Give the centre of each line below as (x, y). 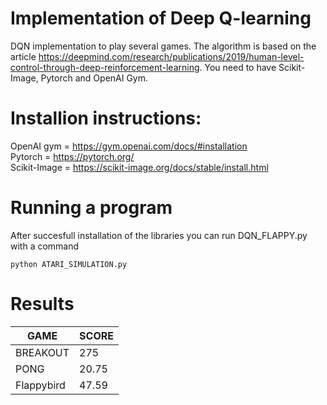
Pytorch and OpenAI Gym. (94, 78)
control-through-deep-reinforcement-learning (105, 67)
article (23, 56)
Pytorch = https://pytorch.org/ (72, 156)
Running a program (91, 208)
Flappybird (40, 385)
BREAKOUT (42, 352)
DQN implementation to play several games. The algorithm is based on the (163, 46)
